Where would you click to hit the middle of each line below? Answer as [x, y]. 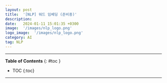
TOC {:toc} [23, 71]
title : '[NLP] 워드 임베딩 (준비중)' [41, 14]
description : [19, 19]
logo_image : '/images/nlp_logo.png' [44, 33]
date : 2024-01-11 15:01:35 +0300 [42, 24]
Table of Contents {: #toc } [33, 61]
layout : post [19, 10]
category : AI [19, 38]
